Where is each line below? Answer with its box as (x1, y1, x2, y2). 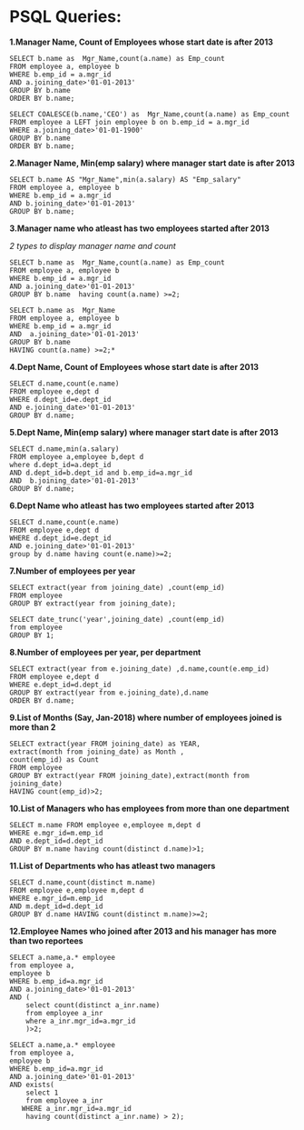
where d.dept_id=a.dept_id (9, 460, 112, 469)
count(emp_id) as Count (9, 755, 100, 765)
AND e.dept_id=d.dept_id (9, 836, 103, 845)
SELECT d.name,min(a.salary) (9, 444, 120, 454)
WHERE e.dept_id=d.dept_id (9, 680, 112, 689)
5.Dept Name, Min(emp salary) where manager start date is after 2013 (9, 426, 279, 437)
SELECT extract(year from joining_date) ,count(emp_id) (9, 583, 225, 592)
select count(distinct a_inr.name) (25, 1000, 161, 1010)
